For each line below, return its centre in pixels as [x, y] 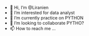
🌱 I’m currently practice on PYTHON [47, 18]
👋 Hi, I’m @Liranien [29, 8]
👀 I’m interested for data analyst [42, 13]
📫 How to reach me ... [33, 28]
